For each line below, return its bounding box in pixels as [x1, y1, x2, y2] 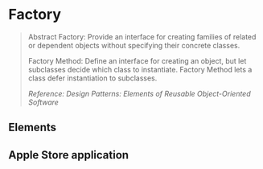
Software [27, 97, 59, 107]
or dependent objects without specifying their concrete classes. [27, 40, 240, 50]
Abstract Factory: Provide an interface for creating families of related [27, 31, 257, 41]
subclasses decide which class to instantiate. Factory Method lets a [27, 64, 253, 74]
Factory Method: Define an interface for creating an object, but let [27, 56, 247, 65]
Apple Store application [8, 148, 129, 162]
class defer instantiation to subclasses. [27, 73, 158, 83]
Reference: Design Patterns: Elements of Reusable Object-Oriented [27, 89, 251, 98]
